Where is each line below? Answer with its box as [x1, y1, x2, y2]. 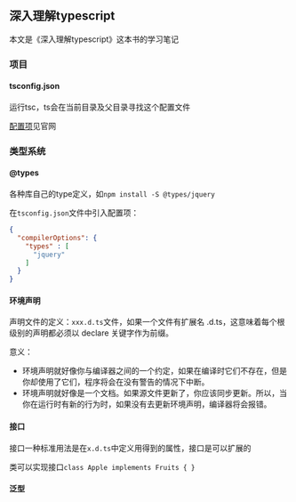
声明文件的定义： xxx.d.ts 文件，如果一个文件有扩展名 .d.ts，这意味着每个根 [9, 317, 285, 328]
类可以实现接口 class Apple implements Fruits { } [9, 461, 196, 472]
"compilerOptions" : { [17, 233, 98, 242]
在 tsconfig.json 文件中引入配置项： [9, 207, 140, 218]
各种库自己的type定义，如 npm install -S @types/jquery [9, 189, 215, 199]
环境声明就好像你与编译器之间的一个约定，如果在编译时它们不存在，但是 [21, 366, 287, 376]
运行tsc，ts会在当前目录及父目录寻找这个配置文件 [9, 101, 191, 112]
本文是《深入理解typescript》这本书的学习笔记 [9, 34, 180, 45]
